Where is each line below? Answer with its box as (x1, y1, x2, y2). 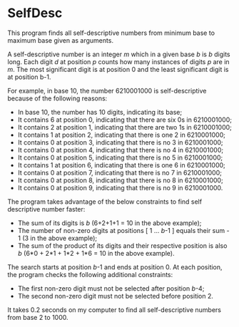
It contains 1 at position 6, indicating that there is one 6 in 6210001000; (17, 160, 226, 169)
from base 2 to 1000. (7, 313, 68, 321)
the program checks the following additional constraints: (7, 270, 173, 279)
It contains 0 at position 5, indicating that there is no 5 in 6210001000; (17, 153, 223, 162)
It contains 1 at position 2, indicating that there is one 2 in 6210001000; (17, 130, 226, 139)
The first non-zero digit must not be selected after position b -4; (17, 284, 205, 293)
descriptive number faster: (7, 204, 86, 213)
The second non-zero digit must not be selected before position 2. (17, 291, 214, 300)
